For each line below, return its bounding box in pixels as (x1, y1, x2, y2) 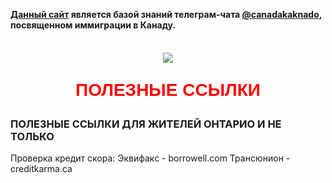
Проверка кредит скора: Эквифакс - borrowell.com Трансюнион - (10, 152, 291, 164)
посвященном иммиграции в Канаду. (10, 19, 177, 31)
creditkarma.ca (10, 163, 73, 175)
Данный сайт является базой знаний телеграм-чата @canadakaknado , (10, 9, 322, 20)
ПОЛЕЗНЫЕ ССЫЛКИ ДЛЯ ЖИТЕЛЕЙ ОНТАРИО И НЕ (10, 117, 282, 131)
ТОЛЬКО (10, 130, 55, 143)
